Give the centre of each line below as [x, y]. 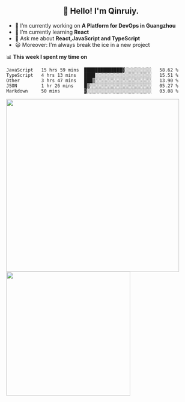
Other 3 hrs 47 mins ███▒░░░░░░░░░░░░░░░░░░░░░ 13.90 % [92, 81]
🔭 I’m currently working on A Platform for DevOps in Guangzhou [95, 25]
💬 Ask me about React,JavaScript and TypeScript [77, 38]
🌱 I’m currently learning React [52, 32]
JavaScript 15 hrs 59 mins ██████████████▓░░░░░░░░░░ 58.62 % [92, 70]
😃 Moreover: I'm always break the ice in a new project [82, 44]
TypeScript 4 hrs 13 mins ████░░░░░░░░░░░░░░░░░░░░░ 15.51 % [92, 75]
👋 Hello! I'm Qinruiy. [101, 11]
